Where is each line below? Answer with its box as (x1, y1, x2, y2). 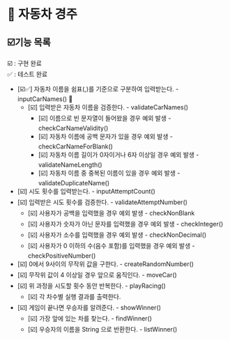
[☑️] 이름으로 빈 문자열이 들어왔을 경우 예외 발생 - (38, 114, 171, 122)
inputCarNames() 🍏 (17, 95, 73, 103)
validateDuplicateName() (38, 179, 110, 187)
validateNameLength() (38, 161, 102, 169)
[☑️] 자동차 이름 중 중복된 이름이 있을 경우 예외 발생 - (38, 169, 181, 177)
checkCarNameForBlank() (38, 142, 114, 150)
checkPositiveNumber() (27, 252, 96, 260)
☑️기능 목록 (7, 36, 51, 48)
